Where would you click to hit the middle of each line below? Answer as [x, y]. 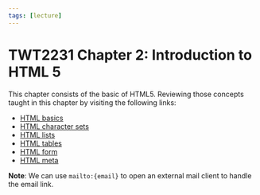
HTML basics [41, 118]
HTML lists [37, 135]
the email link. [31, 184]
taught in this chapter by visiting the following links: [92, 102]
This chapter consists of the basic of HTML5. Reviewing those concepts [126, 94]
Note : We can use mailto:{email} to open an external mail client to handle [130, 175]
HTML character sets [54, 126]
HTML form [39, 151]
